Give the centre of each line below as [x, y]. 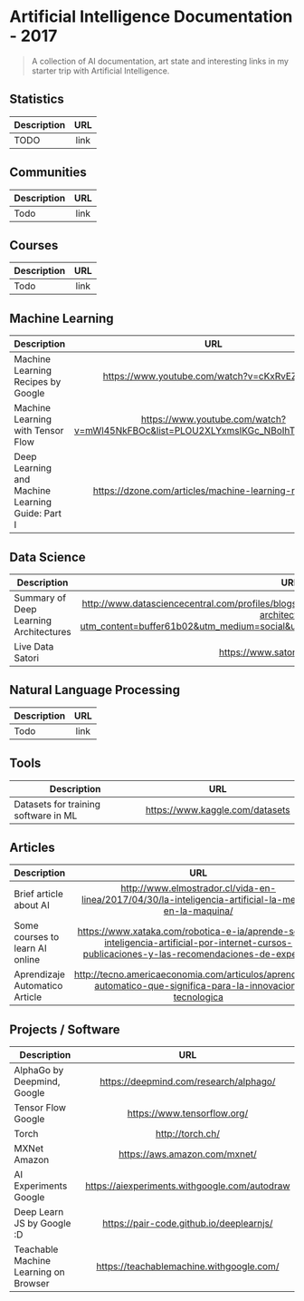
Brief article [38, 894]
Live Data [34, 646]
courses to [37, 937]
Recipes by [38, 382]
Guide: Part [38, 514]
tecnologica [198, 997]
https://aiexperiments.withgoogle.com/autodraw [188, 1186]
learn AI [30, 948]
